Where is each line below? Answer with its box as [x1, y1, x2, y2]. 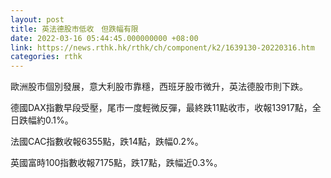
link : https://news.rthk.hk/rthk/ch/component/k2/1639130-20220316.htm [10, 42, 315, 53]
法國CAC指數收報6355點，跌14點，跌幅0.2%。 [10, 136, 204, 148]
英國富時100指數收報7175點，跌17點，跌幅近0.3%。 [10, 157, 223, 169]
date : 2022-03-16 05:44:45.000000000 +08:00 [10, 33, 199, 43]
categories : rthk [10, 52, 83, 62]
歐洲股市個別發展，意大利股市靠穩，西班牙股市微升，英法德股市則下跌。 [10, 81, 308, 93]
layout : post [10, 14, 65, 25]
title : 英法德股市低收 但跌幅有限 [10, 24, 139, 34]
